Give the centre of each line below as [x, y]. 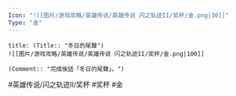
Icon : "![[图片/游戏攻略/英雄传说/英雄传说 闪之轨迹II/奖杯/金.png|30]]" [119, 15]
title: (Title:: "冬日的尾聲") [56, 45]
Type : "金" [25, 23]
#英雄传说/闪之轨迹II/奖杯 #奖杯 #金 [66, 84]
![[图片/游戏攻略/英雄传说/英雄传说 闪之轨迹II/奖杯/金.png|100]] [107, 54]
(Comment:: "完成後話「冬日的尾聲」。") [66, 69]
